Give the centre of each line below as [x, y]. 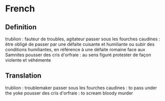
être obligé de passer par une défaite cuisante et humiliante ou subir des [80, 44]
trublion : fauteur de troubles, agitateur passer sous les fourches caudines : [83, 39]
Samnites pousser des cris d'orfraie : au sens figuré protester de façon [78, 55]
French [20, 9]
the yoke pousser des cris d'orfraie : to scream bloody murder [69, 93]
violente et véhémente [28, 60]
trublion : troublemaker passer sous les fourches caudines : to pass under [81, 88]
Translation [23, 76]
